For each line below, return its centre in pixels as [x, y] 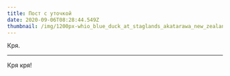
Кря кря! [20, 65]
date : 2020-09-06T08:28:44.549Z [53, 20]
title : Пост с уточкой [39, 13]
